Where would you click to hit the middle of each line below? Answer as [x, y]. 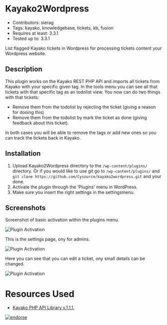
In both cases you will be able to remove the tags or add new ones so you [81, 132]
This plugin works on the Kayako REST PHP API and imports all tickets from [83, 81]
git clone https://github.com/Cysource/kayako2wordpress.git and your [87, 176]
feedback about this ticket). [41, 122]
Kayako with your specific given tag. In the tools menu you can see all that [82, 86]
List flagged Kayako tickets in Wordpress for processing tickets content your [83, 48]
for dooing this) [28, 112]
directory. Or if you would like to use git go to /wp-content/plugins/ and [86, 171]
